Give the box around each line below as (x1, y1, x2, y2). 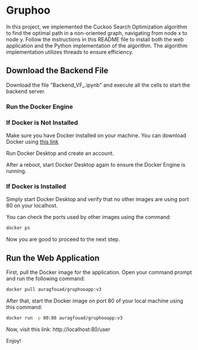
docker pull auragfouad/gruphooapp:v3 (6, 286, 102, 292)
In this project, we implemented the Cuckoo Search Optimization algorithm (6, 23, 187, 30)
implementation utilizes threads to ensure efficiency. (6, 48, 134, 55)
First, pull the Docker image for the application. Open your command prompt (6, 268, 192, 276)
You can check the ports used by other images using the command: (6, 214, 171, 221)
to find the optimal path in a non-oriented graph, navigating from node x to (6, 29, 187, 36)
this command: (6, 303, 43, 310)
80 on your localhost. (6, 202, 58, 209)
